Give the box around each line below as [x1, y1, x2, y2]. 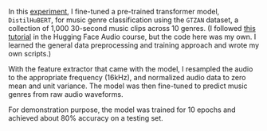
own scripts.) [8, 49, 52, 58]
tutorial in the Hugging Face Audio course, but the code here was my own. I [8, 32, 257, 41]
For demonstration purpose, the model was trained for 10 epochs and [8, 105, 237, 114]
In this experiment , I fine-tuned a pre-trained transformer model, [8, 7, 220, 16]
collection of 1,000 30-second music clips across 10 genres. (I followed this [8, 24, 257, 33]
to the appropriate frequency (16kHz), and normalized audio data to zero [8, 73, 246, 82]
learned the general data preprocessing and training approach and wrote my [8, 40, 260, 50]
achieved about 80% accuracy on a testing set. [8, 114, 163, 122]
